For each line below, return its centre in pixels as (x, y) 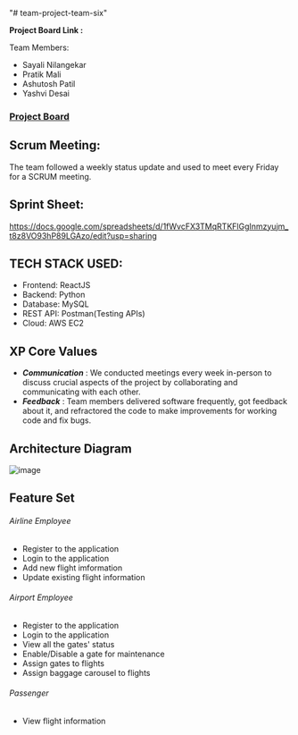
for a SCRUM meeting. (50, 176)
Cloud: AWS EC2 (53, 323)
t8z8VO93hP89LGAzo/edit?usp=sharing (83, 235)
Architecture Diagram (70, 448)
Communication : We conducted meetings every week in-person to (147, 373)
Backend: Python (54, 295)
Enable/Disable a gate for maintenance (93, 654)
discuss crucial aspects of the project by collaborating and (130, 383)
